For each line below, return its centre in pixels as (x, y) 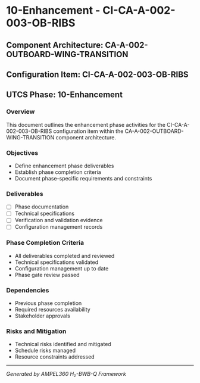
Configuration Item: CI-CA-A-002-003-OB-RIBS (97, 74)
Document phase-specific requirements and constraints (83, 178)
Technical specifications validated (57, 262)
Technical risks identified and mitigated (63, 344)
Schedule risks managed (45, 351)
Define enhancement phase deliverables (64, 166)
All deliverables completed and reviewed (65, 256)
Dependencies (28, 290)
